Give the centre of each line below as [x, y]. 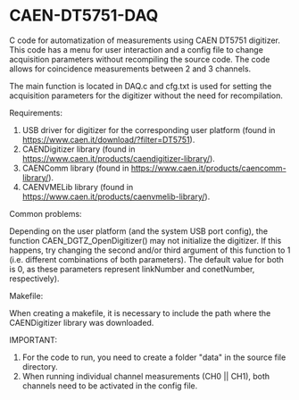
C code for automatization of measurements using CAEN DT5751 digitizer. [145, 40]
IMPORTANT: [33, 339]
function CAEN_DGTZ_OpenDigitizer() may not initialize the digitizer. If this [145, 240]
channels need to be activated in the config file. [110, 386]
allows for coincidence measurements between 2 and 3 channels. [130, 69]
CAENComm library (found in [75, 168]
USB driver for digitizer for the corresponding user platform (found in [149, 129]
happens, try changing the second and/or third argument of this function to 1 [150, 250]
